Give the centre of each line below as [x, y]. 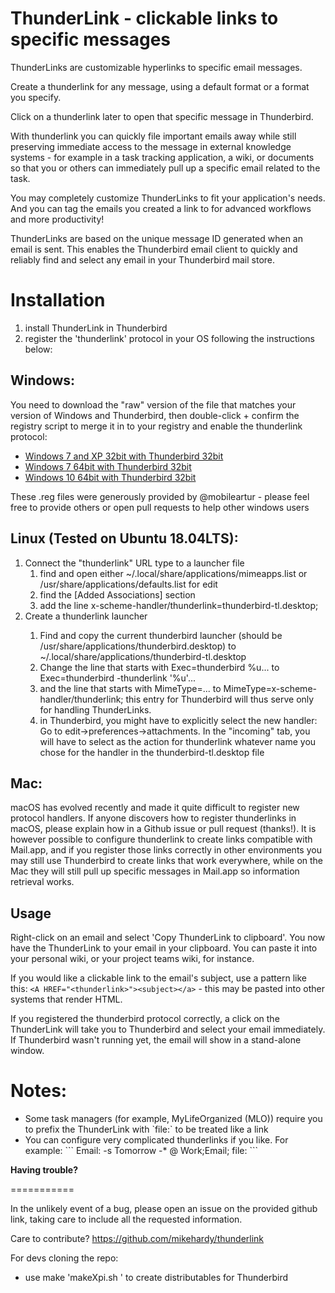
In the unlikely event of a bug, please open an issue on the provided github [164, 1209]
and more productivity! [57, 219]
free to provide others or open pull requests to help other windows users [160, 507]
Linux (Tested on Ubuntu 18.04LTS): [124, 538]
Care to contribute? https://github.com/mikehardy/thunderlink [137, 1239]
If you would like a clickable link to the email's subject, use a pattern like [158, 978]
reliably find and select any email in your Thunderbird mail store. [143, 259]
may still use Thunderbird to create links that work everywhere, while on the [167, 861]
